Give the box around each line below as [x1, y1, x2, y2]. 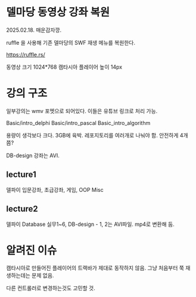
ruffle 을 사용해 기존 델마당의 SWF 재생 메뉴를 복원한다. [6, 39, 136, 46]
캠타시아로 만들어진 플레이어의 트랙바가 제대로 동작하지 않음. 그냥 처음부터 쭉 [6, 264, 185, 272]
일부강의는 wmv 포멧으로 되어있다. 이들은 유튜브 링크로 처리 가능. [6, 107, 158, 114]
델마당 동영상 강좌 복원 [6, 5, 110, 19]
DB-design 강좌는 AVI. [6, 152, 60, 159]
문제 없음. [32, 272, 54, 279]
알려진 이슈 [6, 243, 57, 257]
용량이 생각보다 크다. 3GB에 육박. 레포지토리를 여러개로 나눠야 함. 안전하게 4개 [6, 131, 189, 139]
